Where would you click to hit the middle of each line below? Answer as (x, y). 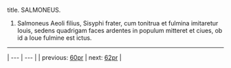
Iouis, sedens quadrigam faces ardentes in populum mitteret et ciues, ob (120, 31)
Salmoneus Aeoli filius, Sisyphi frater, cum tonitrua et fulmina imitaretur (118, 23)
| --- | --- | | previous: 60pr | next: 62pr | (64, 57)
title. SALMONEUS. (34, 10)
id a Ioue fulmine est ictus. (54, 38)
